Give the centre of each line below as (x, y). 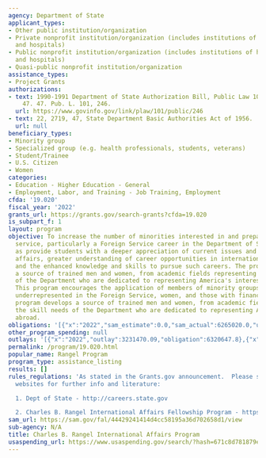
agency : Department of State (56, 15)
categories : (28, 178)
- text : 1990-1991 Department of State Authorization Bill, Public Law (129, 97)
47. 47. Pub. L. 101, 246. (67, 104)
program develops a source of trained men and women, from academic (131, 303)
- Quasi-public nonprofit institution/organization (95, 67)
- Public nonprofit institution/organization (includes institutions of (131, 52)
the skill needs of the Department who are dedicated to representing (134, 310)
